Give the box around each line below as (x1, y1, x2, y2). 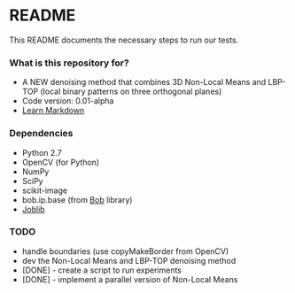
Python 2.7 (21, 147, 62, 158)
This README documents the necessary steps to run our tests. (9, 35, 239, 45)
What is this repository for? (9, 57, 130, 69)
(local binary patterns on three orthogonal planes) (40, 86, 222, 97)
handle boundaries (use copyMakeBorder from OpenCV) (21, 245, 229, 257)
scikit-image (21, 185, 68, 196)
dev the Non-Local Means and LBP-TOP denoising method (21, 255, 237, 266)
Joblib (21, 204, 46, 214)
